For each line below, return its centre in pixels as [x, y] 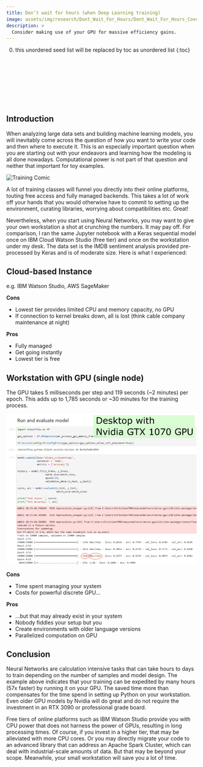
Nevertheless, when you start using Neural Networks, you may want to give [100, 220]
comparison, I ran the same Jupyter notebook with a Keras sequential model [101, 233]
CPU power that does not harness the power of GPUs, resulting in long [94, 726]
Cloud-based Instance [49, 272]
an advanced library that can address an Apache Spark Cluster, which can [99, 745]
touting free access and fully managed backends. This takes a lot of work [98, 196]
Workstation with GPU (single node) [75, 378]
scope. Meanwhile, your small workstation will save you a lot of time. [92, 758]
